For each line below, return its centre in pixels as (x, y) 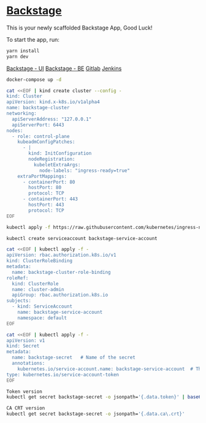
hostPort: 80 (45, 188)
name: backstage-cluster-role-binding (62, 272)
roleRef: (17, 278)
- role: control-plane (41, 136)
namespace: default (42, 318)
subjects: (19, 301)
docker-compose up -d (34, 80)
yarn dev (17, 56)
